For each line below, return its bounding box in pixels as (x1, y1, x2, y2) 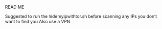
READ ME (5, 4, 24, 10)
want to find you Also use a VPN (5, 19, 70, 24)
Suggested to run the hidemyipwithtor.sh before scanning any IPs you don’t (5, 14, 157, 19)
